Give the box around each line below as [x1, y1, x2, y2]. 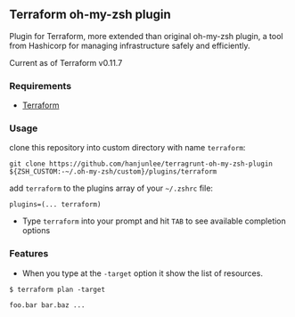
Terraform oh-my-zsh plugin [9, 7, 171, 22]
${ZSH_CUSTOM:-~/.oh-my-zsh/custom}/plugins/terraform [9, 167, 217, 176]
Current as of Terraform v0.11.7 [9, 57, 123, 68]
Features [9, 248, 49, 260]
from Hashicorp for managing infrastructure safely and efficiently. [9, 40, 251, 51]
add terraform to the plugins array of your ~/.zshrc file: [9, 183, 214, 194]
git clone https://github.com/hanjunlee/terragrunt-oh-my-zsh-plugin [9, 159, 274, 168]
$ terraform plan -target [9, 285, 105, 294]
